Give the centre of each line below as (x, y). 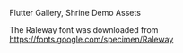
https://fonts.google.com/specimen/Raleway (91, 39)
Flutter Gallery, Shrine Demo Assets (75, 13)
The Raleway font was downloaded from (84, 30)
